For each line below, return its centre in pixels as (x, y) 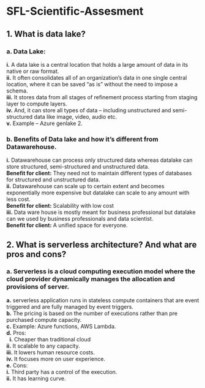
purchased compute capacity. (44, 319)
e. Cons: (17, 365)
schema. (17, 91)
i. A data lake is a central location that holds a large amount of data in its (97, 64)
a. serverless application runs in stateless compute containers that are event (103, 300)
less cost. (18, 199)
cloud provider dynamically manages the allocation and (91, 279)
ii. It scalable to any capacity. (43, 346)
